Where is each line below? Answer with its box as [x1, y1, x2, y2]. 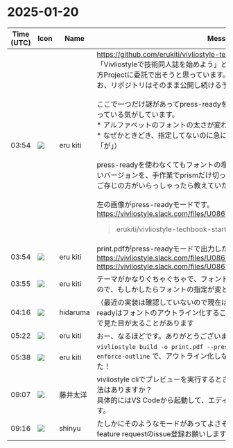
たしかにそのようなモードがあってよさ [96, 418, 222, 428]
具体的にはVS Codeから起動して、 [96, 395, 209, 405]
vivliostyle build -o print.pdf [96, 343, 204, 350]
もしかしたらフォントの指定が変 [116, 285, 222, 294]
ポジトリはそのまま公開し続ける [117, 80, 222, 90]
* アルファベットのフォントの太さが [96, 120, 215, 129]
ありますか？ [110, 385, 153, 395]
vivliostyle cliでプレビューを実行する [96, 375, 216, 384]
